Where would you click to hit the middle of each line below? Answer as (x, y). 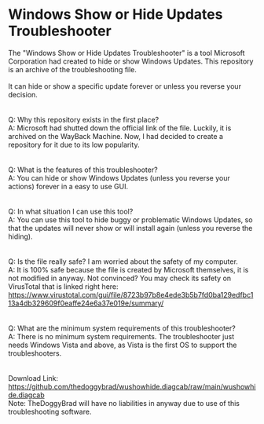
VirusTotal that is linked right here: (64, 286)
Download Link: (33, 378)
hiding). (20, 236)
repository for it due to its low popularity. (74, 144)
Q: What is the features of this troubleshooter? (83, 170)
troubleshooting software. (50, 411)
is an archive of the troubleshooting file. (73, 69)
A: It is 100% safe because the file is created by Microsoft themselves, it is (128, 269)
